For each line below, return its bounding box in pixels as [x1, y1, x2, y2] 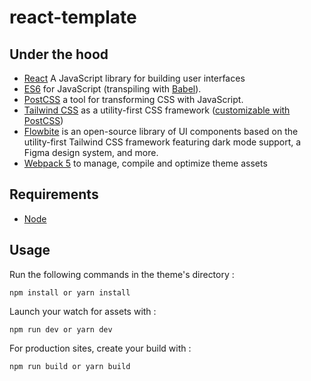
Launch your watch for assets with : [9, 305, 157, 317]
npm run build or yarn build [9, 361, 131, 371]
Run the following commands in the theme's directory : [9, 268, 235, 280]
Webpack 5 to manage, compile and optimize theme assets [23, 157, 268, 169]
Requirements [9, 186, 99, 203]
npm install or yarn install [9, 287, 131, 298]
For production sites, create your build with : [9, 342, 192, 354]
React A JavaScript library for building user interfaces [23, 72, 246, 84]
